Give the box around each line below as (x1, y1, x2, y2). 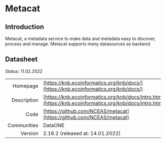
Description (11, 97, 39, 104)
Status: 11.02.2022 (5, 68, 43, 74)
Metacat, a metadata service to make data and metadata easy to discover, (5, 36, 156, 41)
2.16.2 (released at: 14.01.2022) (42, 130, 121, 137)
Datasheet (5, 55, 38, 64)
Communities (7, 122, 39, 129)
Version (20, 130, 39, 137)
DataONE (42, 122, 65, 129)
